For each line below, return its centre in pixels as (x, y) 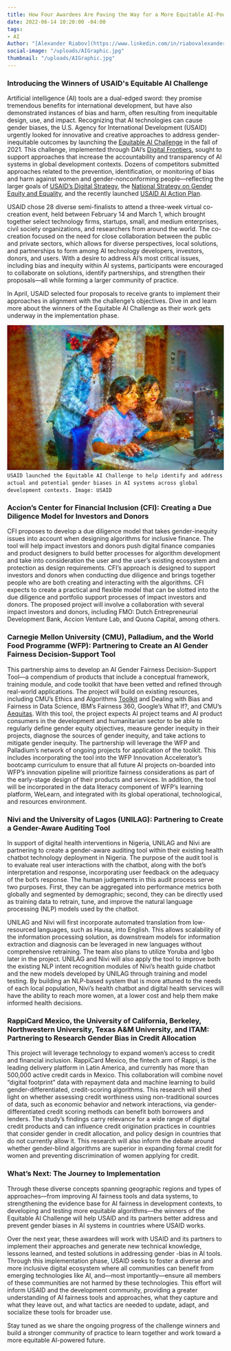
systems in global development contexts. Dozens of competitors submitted (113, 164)
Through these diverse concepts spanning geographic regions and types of (114, 1189)
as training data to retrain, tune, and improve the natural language (100, 902)
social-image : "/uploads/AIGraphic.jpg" (66, 51)
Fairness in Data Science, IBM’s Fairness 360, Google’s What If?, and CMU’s (114, 706)
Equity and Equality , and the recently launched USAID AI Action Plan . (104, 194)
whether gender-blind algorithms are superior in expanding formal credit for (114, 1148)
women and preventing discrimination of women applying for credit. (103, 1156)
